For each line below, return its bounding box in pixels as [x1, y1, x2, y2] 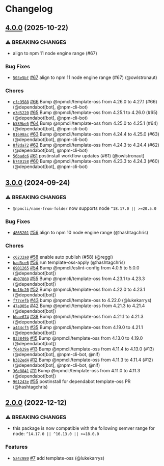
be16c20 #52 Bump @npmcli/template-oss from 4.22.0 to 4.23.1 [12, 286, 145, 292]
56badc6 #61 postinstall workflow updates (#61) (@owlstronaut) [12, 153, 145, 159]
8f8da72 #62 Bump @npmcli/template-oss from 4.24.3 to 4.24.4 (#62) [12, 142, 159, 148]
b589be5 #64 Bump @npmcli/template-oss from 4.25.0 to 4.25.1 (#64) [12, 120, 158, 126]
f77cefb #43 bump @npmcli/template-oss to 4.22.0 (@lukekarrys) [12, 297, 152, 303]
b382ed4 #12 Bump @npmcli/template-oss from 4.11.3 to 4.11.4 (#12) [12, 357, 154, 363]
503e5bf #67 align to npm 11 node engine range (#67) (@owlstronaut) [12, 74, 157, 80]
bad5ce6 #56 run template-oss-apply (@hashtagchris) [12, 259, 126, 265]
